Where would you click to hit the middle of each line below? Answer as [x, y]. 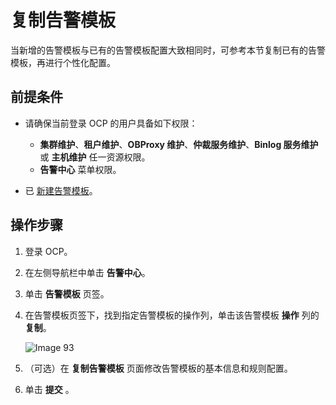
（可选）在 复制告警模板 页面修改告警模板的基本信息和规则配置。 [158, 368]
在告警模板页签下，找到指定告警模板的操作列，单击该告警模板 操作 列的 [172, 315]
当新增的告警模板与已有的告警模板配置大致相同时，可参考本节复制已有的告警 [168, 50]
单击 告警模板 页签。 [67, 293]
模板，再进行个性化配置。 [63, 62]
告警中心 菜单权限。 [80, 169]
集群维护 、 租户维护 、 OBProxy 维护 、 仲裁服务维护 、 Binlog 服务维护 [179, 144]
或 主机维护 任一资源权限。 [95, 157]
